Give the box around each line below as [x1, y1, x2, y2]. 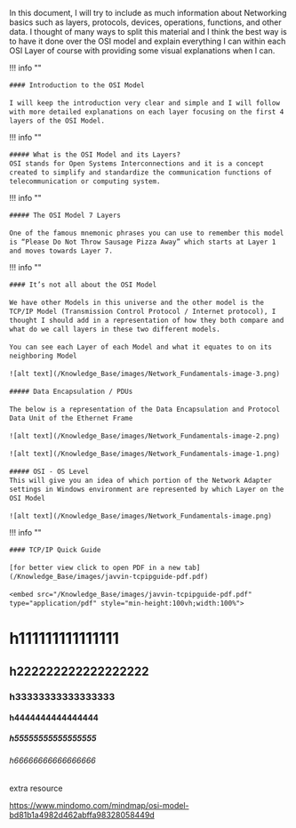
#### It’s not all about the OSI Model [9, 280, 157, 289]
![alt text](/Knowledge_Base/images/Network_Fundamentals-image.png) [9, 511, 273, 520]
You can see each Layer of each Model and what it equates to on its [9, 342, 273, 351]
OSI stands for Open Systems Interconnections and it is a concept [9, 159, 265, 168]
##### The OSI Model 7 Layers [9, 211, 122, 220]
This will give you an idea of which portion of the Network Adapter [9, 476, 273, 485]
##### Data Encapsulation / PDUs [9, 387, 133, 396]
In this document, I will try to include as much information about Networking [9, 8, 287, 18]
